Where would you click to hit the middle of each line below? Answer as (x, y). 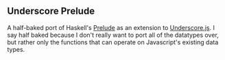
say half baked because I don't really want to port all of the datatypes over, (113, 35)
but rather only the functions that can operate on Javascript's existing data (113, 42)
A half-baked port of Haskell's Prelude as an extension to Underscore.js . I (111, 27)
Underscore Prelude (51, 11)
